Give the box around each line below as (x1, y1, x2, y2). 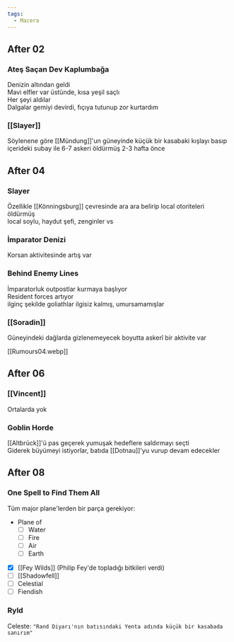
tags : (7, 10, 23, 18)
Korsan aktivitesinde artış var (7, 251, 92, 259)
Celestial (17, 580, 44, 588)
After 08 (7, 466, 45, 478)
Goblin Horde (7, 423, 54, 432)
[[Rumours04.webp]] (7, 348, 69, 356)
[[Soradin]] (7, 317, 46, 327)
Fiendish (17, 587, 43, 596)
